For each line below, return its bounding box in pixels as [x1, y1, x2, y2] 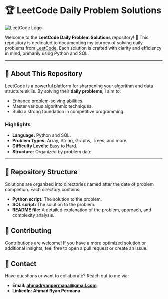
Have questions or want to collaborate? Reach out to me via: [5, 273, 129, 279]
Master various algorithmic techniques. [12, 103, 93, 109]
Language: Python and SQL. [12, 132, 71, 138]
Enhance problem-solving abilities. [12, 98, 84, 104]
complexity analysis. [12, 212, 55, 218]
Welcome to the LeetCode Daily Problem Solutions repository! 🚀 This [5, 34, 149, 40]
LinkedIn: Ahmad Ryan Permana [12, 288, 81, 294]
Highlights [5, 121, 31, 128]
